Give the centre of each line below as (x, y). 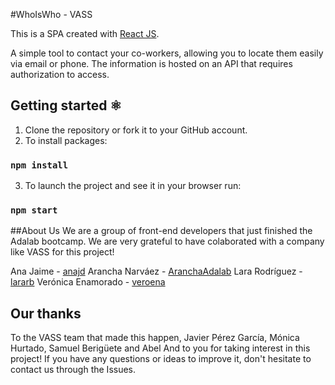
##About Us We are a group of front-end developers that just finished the (161, 231)
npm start (34, 210)
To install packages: (66, 140)
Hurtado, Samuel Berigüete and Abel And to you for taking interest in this (160, 348)
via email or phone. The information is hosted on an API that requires (151, 63)
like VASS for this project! (62, 252)
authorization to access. (60, 74)
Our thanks (46, 313)
